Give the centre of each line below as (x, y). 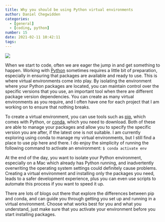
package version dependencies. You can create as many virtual (69, 96)
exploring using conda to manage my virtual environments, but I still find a (80, 137)
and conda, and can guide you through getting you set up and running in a (81, 198)
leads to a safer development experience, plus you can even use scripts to (81, 179)
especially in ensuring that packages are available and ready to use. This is (81, 75)
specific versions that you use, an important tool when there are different (79, 91)
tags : (11, 42)
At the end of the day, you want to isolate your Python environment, (74, 157)
